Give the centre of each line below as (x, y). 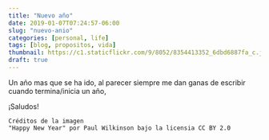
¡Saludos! (24, 106)
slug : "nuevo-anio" (41, 30)
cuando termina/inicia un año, (57, 91)
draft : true (28, 60)
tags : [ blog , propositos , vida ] (62, 45)
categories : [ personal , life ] (59, 38)
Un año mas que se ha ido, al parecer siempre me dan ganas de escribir (127, 82)
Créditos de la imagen (46, 121)
